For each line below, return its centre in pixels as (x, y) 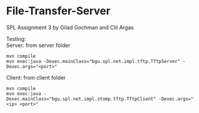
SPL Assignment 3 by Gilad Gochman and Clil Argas (70, 27)
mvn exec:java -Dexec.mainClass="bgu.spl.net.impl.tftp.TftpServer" (93, 61)
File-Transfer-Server (58, 11)
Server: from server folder (38, 45)
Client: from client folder (36, 77)
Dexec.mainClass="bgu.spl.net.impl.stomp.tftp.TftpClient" (81, 99)
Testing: (16, 39)
